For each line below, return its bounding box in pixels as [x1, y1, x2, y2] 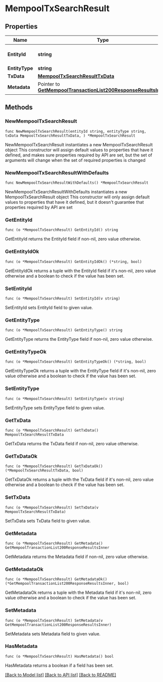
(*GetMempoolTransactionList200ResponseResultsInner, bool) [5, 581, 130, 586]
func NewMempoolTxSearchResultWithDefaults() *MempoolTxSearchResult [5, 180, 149, 185]
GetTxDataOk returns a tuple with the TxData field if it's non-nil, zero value [5, 477, 154, 483]
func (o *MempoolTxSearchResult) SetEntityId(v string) [5, 296, 120, 301]
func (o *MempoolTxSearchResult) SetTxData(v [5, 505, 98, 510]
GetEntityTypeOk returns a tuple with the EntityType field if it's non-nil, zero [5, 368, 156, 374]
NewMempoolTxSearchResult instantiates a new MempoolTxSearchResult [5, 141, 153, 147]
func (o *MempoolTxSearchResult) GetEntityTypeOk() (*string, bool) [5, 359, 147, 365]
